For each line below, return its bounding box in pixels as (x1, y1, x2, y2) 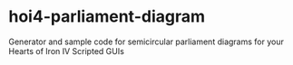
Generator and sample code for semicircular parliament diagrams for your (8, 36, 285, 47)
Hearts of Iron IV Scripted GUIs (8, 45, 124, 56)
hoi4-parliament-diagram (8, 6, 206, 27)
